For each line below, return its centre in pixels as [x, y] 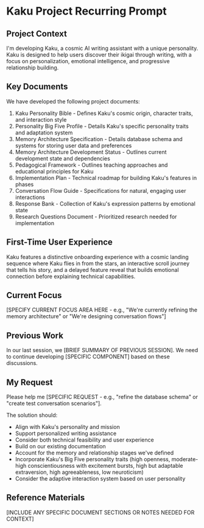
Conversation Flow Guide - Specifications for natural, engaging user [100, 190]
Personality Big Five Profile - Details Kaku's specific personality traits [102, 126]
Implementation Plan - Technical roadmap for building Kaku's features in [106, 178]
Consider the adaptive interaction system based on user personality [100, 479]
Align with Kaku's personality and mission [67, 427]
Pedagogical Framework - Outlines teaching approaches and [91, 165]
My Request [30, 382]
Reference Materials [46, 498]
